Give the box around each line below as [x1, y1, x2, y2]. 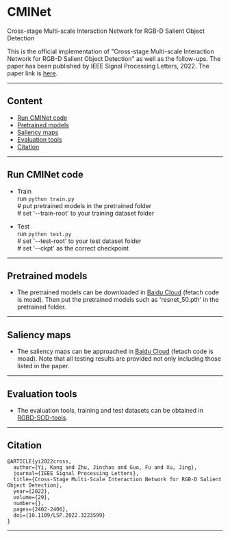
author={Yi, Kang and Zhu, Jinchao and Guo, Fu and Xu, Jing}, [13, 463, 197, 471]
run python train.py [16, 194, 75, 203]
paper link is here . [7, 69, 58, 77]
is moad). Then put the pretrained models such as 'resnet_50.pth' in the [16, 296, 219, 304]
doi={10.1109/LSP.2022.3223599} [13, 511, 106, 519]
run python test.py [16, 229, 72, 238]
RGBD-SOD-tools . [16, 413, 68, 422]
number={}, [13, 500, 44, 507]
